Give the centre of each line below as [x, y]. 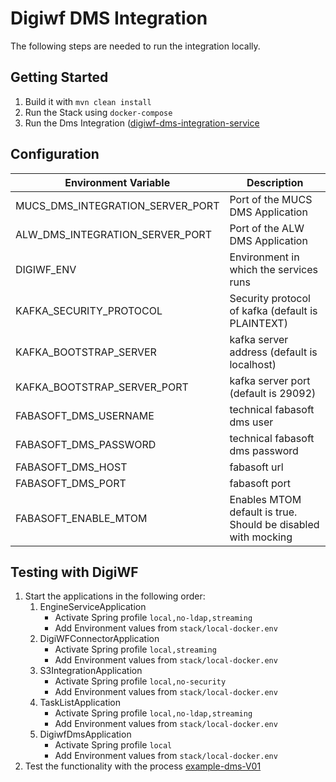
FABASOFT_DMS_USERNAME [85, 415]
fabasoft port [260, 483]
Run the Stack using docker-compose [98, 112]
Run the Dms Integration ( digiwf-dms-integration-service [142, 123]
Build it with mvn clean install [88, 101]
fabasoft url [256, 467]
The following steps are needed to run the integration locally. [135, 46]
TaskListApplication [80, 703]
